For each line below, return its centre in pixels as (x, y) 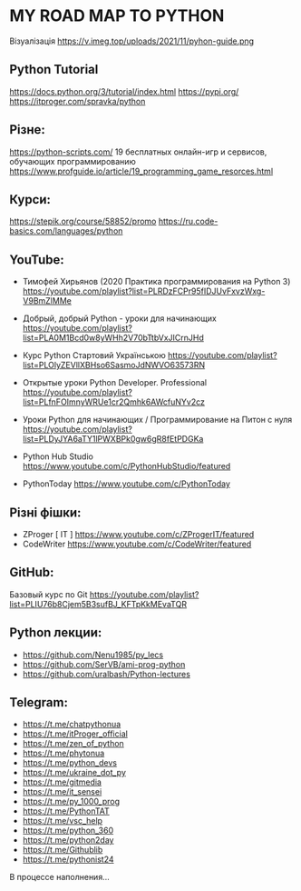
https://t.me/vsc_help (62, 821)
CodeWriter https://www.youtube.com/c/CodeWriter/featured (137, 544)
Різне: (27, 130)
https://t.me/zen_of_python (73, 744)
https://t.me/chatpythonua (72, 725)
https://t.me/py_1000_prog (71, 802)
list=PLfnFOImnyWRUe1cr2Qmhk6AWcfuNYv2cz (114, 402)
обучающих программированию (73, 161)
